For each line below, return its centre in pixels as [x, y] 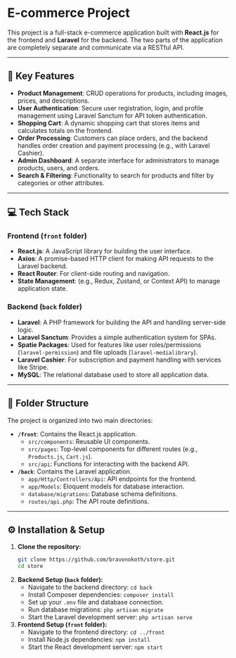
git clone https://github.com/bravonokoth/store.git [96, 560]
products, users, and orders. [59, 167]
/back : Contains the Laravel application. [74, 471]
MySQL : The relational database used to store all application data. [113, 374]
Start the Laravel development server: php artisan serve [110, 617]
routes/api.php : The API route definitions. [88, 501]
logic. [25, 329]
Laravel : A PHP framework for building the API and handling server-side [122, 322]
